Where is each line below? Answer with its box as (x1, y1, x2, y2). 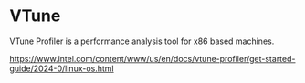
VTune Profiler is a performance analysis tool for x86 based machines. (9, 36, 275, 47)
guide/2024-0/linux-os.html (9, 63, 114, 74)
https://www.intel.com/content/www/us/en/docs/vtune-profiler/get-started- (9, 53, 296, 64)
